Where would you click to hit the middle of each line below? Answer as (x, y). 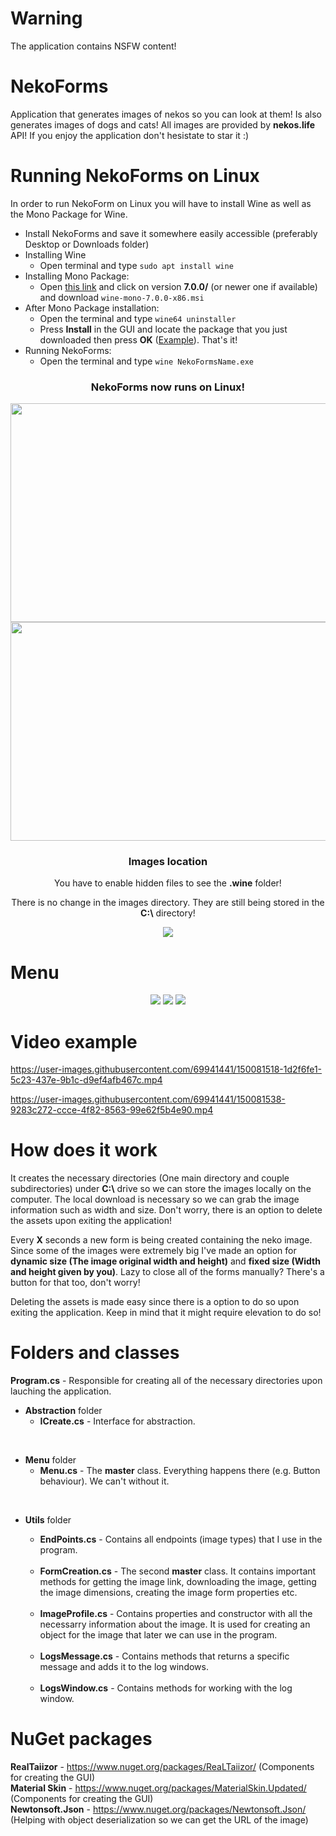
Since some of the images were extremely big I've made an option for (153, 1251)
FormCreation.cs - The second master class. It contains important (178, 1571)
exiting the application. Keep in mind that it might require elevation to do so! (166, 1313)
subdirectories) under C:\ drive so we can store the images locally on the (161, 1189)
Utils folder (48, 1520)
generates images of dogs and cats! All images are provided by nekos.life (163, 124)
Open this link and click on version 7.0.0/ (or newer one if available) (178, 286)
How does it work (84, 1150)
